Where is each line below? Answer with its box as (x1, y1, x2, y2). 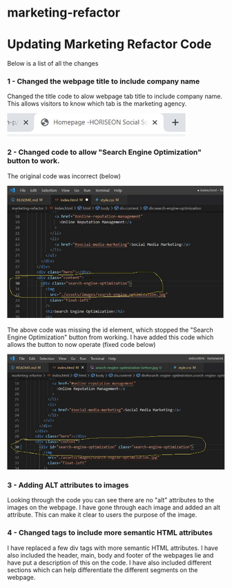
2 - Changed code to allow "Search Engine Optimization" (7, 147, 202, 157)
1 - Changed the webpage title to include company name (7, 77, 200, 86)
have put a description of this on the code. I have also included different (7, 558, 212, 567)
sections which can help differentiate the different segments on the (7, 565, 198, 574)
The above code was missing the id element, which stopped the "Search (7, 326, 214, 334)
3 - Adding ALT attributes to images (7, 480, 129, 490)
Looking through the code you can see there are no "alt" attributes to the (7, 496, 215, 504)
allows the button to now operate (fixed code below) (7, 341, 156, 349)
